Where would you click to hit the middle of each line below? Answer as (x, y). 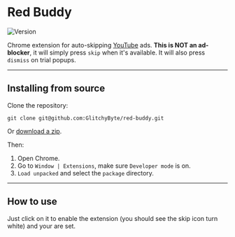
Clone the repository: (38, 105)
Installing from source (56, 88)
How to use (32, 202)
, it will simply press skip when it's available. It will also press (117, 52)
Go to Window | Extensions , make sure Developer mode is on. (104, 166)
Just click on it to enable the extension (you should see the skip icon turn (113, 218)
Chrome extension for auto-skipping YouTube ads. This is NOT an (102, 45)
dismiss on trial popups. (42, 59)
